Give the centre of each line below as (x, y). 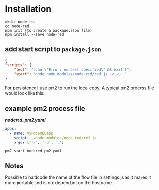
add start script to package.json (53, 49)
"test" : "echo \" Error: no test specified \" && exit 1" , (73, 70)
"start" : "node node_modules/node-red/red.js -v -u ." (71, 74)
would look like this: (25, 93)
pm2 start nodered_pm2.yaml (34, 151)
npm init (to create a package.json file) (49, 30)
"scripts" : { (18, 65)
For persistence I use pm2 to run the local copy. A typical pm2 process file (79, 88)
